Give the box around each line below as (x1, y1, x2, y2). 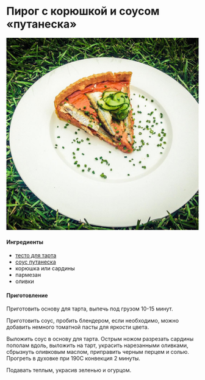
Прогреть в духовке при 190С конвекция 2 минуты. (6, 355, 140, 362)
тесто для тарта (15, 252, 57, 259)
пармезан (15, 271, 41, 279)
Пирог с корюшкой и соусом (6, 4, 160, 18)
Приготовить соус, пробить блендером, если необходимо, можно (6, 317, 179, 324)
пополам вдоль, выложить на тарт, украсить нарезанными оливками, (6, 342, 189, 349)
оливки (15, 278, 35, 285)
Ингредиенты (6, 238, 44, 245)
